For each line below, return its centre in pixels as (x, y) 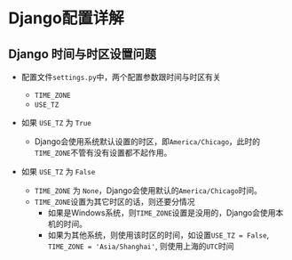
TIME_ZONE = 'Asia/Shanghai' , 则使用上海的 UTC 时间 (141, 246)
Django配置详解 (67, 18)
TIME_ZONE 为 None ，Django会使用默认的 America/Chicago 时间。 (148, 191)
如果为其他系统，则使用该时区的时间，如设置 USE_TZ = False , (158, 235)
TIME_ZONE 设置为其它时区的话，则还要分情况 (115, 202)
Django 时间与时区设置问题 (83, 54)
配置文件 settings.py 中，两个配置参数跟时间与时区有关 (121, 77)
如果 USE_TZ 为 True (56, 122)
